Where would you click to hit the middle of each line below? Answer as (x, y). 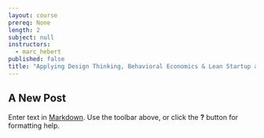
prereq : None (29, 23)
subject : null (31, 37)
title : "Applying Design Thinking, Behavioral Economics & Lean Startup (130, 67)
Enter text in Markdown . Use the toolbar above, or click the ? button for (123, 117)
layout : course (33, 15)
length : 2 (24, 30)
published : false (37, 60)
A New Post (37, 98)
